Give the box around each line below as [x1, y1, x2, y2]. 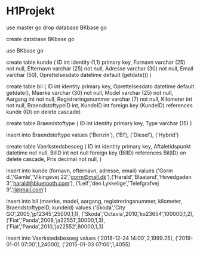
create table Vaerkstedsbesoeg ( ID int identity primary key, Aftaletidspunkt [6, 143, 191, 150]
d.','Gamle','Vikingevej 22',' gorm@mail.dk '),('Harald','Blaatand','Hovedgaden [6, 173, 192, 180]
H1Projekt [6, 4, 55, 18]
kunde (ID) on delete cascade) [6, 108, 81, 115]
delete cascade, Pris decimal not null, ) [6, 155, 102, 162]
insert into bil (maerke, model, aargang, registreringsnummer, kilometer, [6, 197, 183, 205]
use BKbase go [6, 47, 44, 54]
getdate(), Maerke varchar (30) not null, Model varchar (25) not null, [6, 89, 173, 96]
